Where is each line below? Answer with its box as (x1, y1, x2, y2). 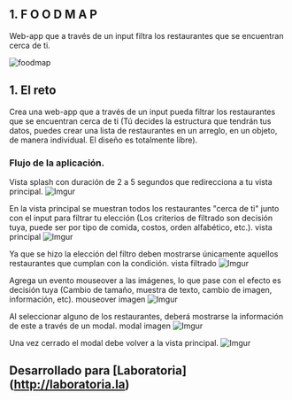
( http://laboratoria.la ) (9, 377, 130, 392)
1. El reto (9, 83, 57, 98)
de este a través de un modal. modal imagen (9, 320, 171, 331)
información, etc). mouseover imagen (9, 294, 146, 304)
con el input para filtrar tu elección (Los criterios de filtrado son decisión (9, 212, 273, 223)
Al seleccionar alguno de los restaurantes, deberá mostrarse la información (9, 311, 284, 321)
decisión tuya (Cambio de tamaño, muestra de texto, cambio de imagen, (9, 284, 273, 295)
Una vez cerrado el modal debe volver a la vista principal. (9, 337, 219, 348)
